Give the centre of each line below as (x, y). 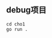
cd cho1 (16, 24)
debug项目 (26, 10)
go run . (17, 29)
